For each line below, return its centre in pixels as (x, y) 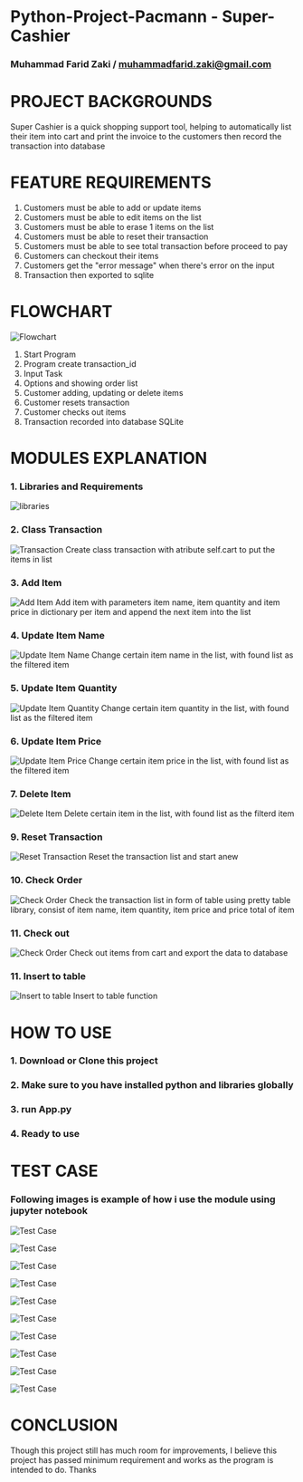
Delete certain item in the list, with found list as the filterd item (179, 813)
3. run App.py (41, 1110)
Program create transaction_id (80, 363)
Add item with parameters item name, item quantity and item (167, 602)
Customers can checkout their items (91, 255)
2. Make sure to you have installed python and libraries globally (152, 1085)
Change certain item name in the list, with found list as (192, 655)
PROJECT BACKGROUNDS (111, 102)
